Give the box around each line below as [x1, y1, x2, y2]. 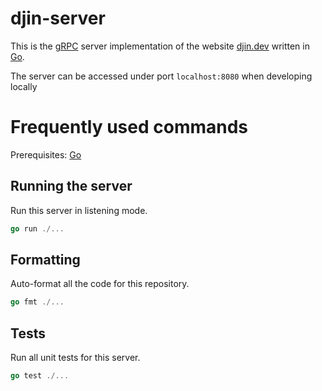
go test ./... [10, 371, 70, 381]
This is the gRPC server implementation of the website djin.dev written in [10, 40, 310, 52]
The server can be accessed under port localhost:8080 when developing [10, 70, 313, 82]
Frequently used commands [10, 116, 249, 139]
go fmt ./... [10, 297, 65, 307]
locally [10, 80, 38, 92]
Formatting [10, 251, 81, 268]
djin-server [10, 7, 106, 30]
